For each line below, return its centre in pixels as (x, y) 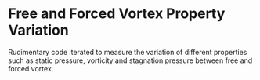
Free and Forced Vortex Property (117, 14)
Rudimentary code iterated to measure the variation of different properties (128, 52)
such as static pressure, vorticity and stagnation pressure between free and (130, 60)
